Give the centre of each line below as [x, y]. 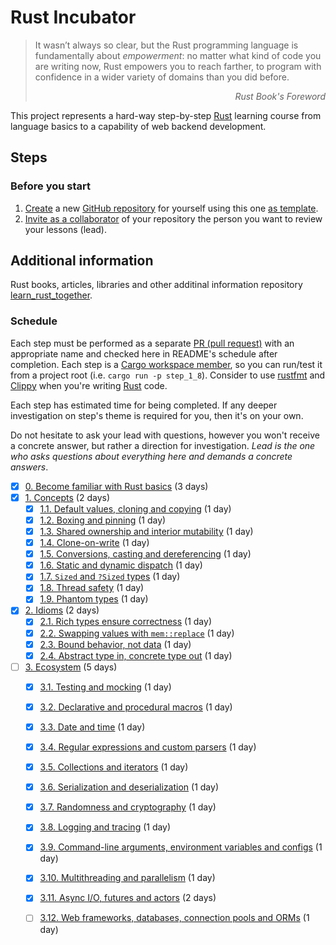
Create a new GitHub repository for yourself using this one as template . [171, 208]
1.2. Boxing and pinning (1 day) [103, 520]
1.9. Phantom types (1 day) [94, 599]
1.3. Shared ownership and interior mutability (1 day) [146, 531]
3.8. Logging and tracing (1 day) [105, 827]
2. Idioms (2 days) [62, 610]
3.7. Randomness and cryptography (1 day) [128, 807]
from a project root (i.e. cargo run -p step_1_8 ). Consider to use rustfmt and [168, 375]
